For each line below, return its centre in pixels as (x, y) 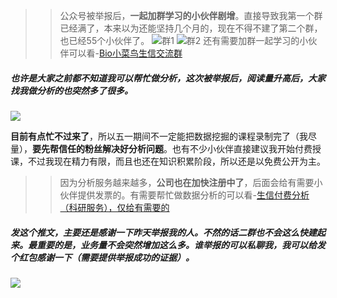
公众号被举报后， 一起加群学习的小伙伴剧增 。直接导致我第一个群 (191, 15)
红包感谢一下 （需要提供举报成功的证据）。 (106, 257)
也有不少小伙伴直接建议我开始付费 (242, 148)
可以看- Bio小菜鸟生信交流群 (125, 53)
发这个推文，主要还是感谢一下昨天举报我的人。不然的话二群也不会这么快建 (163, 232)
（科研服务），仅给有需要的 (114, 207)
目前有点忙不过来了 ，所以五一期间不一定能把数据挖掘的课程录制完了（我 (159, 136)
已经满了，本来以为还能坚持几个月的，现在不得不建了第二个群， (191, 28)
